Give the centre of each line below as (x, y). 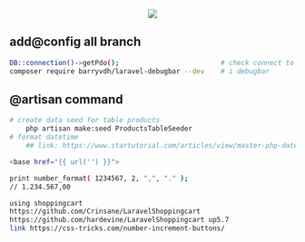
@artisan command (66, 99)
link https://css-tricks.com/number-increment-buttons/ (117, 228)
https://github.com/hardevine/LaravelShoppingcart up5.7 (119, 220)
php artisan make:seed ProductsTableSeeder (109, 129)
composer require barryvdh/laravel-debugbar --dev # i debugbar (140, 71)
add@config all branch (75, 42)
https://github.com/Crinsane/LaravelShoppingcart (105, 212)
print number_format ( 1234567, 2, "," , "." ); (99, 178)
